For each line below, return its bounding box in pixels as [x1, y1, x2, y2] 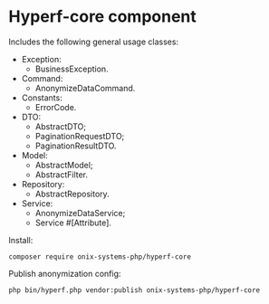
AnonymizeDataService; [34, 207, 126, 218]
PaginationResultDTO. [34, 140, 117, 151]
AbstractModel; [34, 159, 93, 170]
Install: [8, 234, 34, 245]
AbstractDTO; [34, 120, 87, 132]
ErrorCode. [34, 101, 77, 112]
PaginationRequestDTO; [34, 130, 125, 141]
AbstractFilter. [34, 169, 88, 180]
